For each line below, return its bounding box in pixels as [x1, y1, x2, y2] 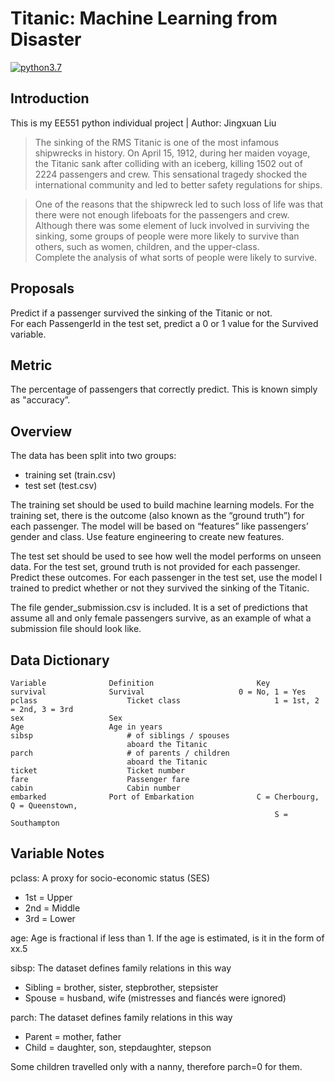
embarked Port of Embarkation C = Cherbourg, [10, 792, 320, 802]
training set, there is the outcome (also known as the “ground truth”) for [10, 510, 305, 522]
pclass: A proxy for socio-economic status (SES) [10, 872, 211, 884]
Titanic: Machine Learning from [10, 7, 278, 30]
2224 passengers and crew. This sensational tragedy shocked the [34, 168, 308, 180]
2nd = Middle [24, 902, 81, 914]
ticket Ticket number [10, 766, 186, 776]
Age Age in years [10, 722, 163, 732]
